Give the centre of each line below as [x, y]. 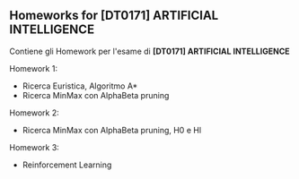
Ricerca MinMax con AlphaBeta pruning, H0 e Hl [112, 130]
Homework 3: [35, 147]
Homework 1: [34, 68]
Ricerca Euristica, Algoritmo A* [80, 86]
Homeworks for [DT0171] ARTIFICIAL [114, 16]
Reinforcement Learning [67, 165]
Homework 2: [35, 113]
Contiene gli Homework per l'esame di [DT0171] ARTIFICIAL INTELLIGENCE [149, 51]
